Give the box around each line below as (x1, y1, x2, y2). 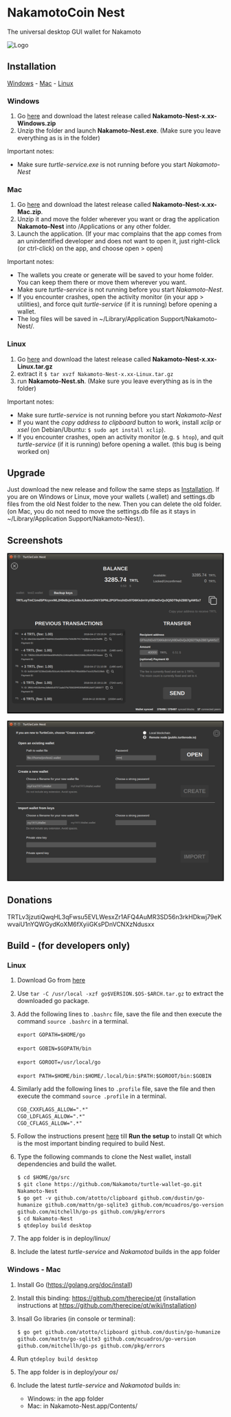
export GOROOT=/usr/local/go (16, 1059, 101, 1066)
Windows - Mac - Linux (7, 79, 74, 87)
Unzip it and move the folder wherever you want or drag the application (16, 215, 220, 223)
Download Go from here (16, 976, 86, 985)
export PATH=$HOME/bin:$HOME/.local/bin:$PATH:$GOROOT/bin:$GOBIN (16, 1073, 212, 1080)
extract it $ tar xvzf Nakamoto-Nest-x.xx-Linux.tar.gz (16, 369, 174, 377)
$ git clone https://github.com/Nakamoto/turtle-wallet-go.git (16, 1181, 203, 1188)
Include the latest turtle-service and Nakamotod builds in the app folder (16, 1248, 221, 1256)
